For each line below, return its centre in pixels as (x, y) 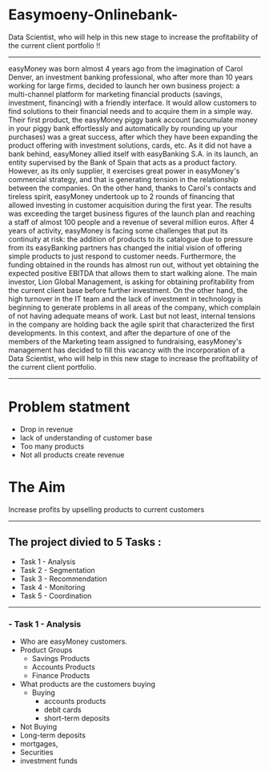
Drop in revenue (46, 429)
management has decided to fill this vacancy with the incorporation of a (127, 350)
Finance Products (61, 675)
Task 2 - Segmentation (58, 570)
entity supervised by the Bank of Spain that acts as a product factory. (123, 162)
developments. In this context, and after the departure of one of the (119, 333)
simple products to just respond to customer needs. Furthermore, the (122, 256)
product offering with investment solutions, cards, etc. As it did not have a (130, 145)
